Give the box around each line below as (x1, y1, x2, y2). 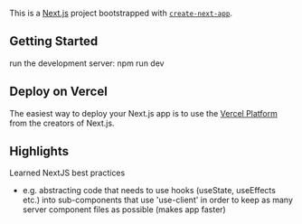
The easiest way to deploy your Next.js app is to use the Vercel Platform (9, 107, 278, 118)
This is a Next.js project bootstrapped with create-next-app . (9, 8, 233, 18)
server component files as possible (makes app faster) (22, 204, 226, 215)
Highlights (9, 144, 70, 159)
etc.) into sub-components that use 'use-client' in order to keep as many (22, 194, 294, 206)
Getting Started (9, 33, 99, 49)
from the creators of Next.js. (9, 117, 115, 128)
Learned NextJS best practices (9, 167, 126, 179)
